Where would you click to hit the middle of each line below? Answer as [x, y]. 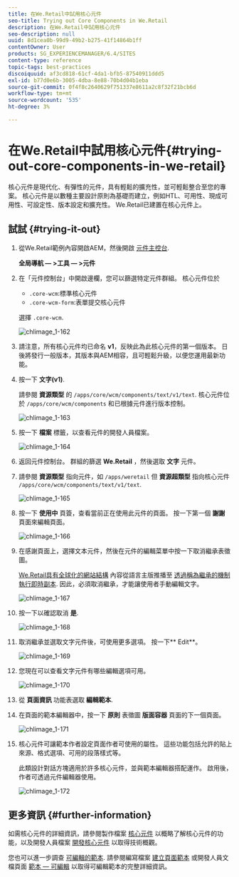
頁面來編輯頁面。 [43, 522]
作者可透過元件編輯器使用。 [59, 776]
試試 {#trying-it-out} [54, 229]
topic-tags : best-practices [50, 67]
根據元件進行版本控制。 [155, 403]
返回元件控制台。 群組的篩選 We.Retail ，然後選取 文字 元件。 [109, 461]
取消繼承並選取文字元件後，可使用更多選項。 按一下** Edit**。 [110, 642]
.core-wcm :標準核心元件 [63, 293]
